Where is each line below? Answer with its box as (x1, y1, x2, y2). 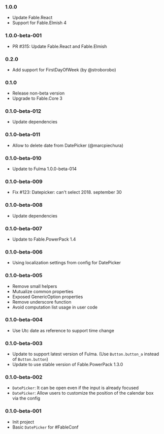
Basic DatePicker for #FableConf (12, 424, 79, 430)
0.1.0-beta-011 (5, 131, 40, 138)
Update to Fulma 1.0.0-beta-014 (12, 166, 77, 172)
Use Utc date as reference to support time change (12, 327, 114, 333)
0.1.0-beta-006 (5, 248, 43, 255)
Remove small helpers (12, 283, 58, 289)
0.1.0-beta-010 (5, 155, 42, 161)
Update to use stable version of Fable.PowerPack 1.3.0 (12, 362, 123, 368)
